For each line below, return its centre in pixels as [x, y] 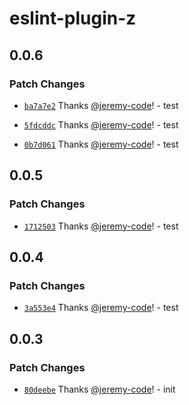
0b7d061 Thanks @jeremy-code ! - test [101, 144]
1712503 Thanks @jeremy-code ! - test [101, 226]
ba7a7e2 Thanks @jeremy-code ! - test [101, 105]
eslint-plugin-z [73, 18]
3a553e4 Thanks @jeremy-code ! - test [101, 308]
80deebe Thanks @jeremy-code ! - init [99, 389]
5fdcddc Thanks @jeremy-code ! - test [101, 124]
